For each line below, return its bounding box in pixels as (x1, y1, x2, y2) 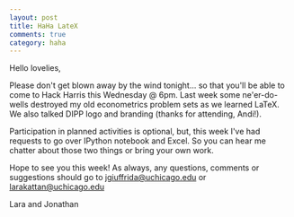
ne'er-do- (242, 90, 279, 100)
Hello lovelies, (9, 63, 61, 74)
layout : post (9, 13, 58, 22)
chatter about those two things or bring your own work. (9, 145, 214, 156)
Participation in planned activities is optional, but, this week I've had (9, 126, 261, 137)
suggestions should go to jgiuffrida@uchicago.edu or (9, 172, 207, 183)
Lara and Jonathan (9, 199, 79, 210)
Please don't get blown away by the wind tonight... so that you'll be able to (9, 80, 285, 91)
